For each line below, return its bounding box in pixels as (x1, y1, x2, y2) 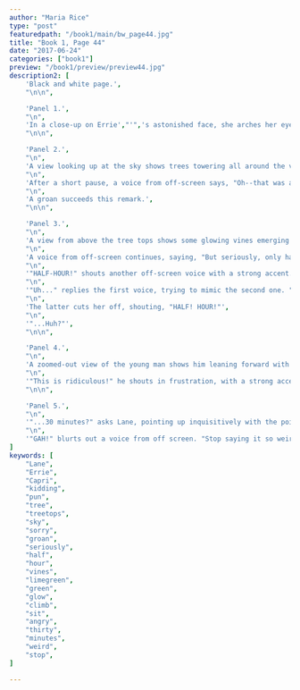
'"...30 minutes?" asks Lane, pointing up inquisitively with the (25, 417, 278, 427)
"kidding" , (25, 484, 66, 493)
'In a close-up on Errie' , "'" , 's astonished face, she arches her (25, 121, 278, 130)
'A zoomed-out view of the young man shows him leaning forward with (25, 360, 290, 369)
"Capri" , (25, 475, 58, 485)
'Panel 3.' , (25, 220, 70, 229)
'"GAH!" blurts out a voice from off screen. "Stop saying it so (25, 434, 274, 443)
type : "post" (9, 21, 58, 30)
